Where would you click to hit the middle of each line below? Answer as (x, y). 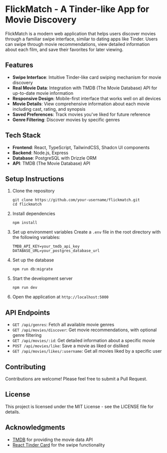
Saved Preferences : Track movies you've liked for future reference (81, 114)
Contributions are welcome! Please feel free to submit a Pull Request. (76, 379)
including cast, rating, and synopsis (49, 109)
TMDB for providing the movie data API (53, 440)
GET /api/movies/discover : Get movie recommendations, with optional (84, 330)
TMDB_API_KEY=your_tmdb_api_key (46, 246)
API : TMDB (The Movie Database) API (51, 163)
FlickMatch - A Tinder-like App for (77, 9)
